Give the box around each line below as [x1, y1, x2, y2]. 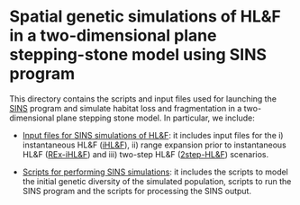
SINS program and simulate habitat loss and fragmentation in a [9, 102, 242, 113]
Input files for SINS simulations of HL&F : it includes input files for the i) [22, 129, 284, 140]
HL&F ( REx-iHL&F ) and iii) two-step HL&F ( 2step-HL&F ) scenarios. [22, 148, 269, 159]
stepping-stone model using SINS [9, 45, 268, 65]
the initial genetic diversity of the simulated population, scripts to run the [22, 175, 292, 186]
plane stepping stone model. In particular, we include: [56, 112, 255, 123]
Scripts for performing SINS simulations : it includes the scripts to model [22, 166, 288, 177]
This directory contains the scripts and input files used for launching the [9, 93, 277, 104]
